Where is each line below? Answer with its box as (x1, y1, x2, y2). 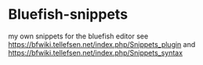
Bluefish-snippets (8, 5, 128, 23)
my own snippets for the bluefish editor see (8, 31, 149, 41)
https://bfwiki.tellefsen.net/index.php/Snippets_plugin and (8, 39, 196, 49)
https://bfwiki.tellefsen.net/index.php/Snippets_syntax (8, 48, 183, 57)
